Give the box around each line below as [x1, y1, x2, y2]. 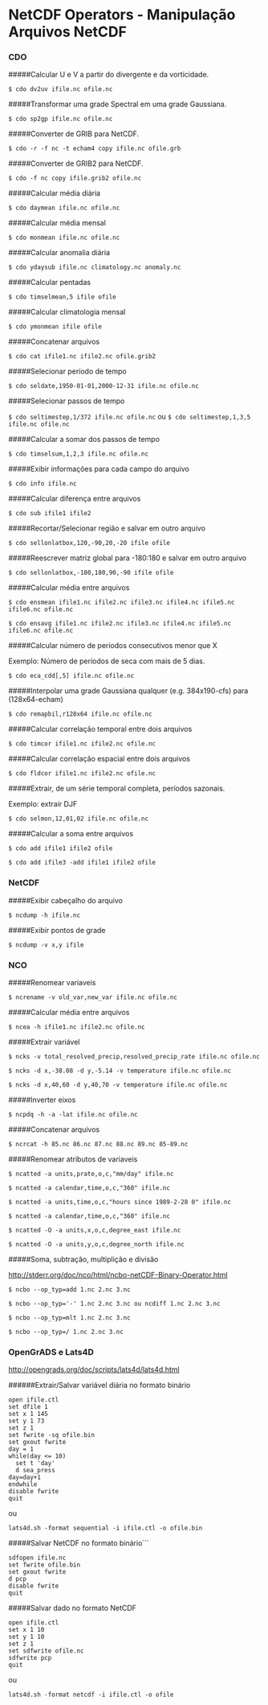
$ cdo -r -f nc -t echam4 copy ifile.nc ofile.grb [8, 145, 181, 153]
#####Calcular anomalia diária [8, 248, 111, 258]
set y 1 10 [8, 1633, 45, 1641]
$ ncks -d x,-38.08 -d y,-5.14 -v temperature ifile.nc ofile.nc [8, 1067, 231, 1075]
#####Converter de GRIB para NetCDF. [8, 129, 140, 138]
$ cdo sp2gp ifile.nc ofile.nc [8, 115, 113, 123]
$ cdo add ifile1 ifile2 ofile [8, 844, 113, 852]
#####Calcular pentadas [8, 278, 91, 287]
